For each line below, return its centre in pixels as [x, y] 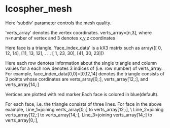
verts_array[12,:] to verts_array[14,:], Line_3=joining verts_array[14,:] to [79, 115]
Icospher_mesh [39, 9]
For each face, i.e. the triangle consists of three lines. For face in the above [83, 104]
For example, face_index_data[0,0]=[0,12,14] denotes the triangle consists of [85, 73]
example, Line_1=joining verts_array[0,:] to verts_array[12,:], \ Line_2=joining [84, 109]
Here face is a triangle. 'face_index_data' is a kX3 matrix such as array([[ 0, [84, 48]
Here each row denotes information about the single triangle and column [81, 63]
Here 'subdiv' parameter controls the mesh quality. [58, 23]
